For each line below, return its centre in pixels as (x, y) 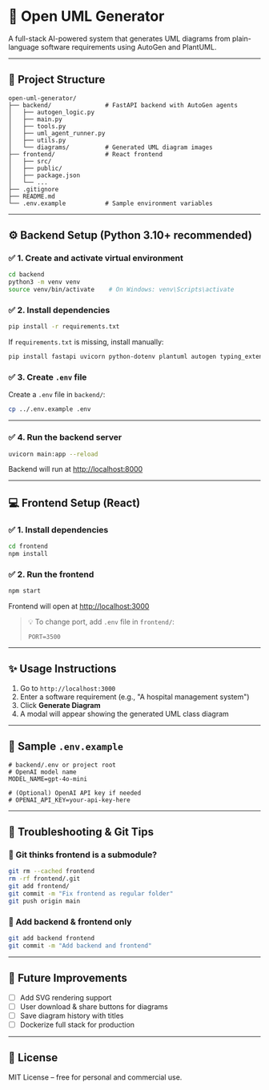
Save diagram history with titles (72, 1016)
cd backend (26, 275)
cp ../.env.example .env (50, 409)
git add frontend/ (39, 887)
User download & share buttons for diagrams (94, 1006)
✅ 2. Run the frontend (51, 574)
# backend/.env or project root (62, 765)
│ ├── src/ (30, 161)
